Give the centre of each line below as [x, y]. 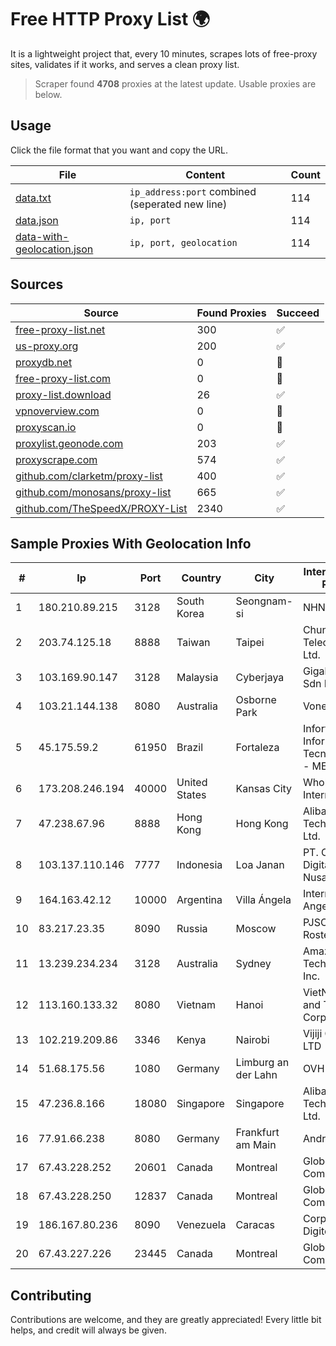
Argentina [199, 900]
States [191, 795]
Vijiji [312, 1034]
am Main [256, 1145]
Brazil [190, 748]
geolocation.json [54, 249]
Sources [37, 284]
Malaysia [197, 678]
